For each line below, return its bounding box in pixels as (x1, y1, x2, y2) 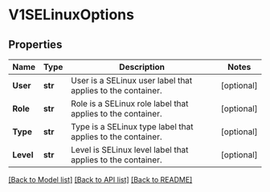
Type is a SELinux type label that (71, 121, 194, 132)
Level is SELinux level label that (71, 145, 189, 155)
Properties (8, 38, 63, 51)
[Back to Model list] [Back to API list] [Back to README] (8, 175, 193, 184)
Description (119, 62, 166, 72)
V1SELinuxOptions (8, 6, 135, 24)
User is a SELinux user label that (71, 75, 193, 86)
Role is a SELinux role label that (71, 98, 189, 109)
